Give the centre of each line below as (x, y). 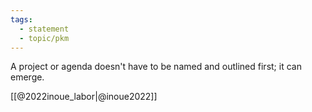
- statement (44, 29)
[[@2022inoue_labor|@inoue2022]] (84, 97)
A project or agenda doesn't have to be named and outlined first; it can (156, 67)
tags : (21, 19)
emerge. (27, 77)
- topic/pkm (44, 38)
